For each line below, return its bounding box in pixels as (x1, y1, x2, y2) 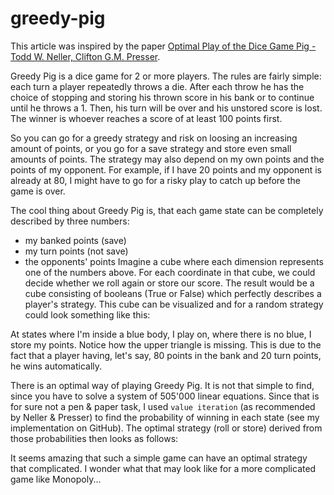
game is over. (10, 185, 66, 197)
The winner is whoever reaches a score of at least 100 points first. (10, 112, 283, 124)
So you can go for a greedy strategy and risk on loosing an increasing (10, 132, 298, 144)
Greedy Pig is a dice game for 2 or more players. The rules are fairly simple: (10, 70, 322, 82)
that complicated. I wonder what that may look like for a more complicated (10, 462, 317, 474)
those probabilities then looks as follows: (10, 432, 179, 444)
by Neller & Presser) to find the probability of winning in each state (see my (10, 411, 320, 423)
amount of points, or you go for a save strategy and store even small (10, 142, 292, 154)
